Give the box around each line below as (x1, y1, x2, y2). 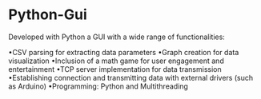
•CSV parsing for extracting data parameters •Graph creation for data (8, 47, 239, 57)
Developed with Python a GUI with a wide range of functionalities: (8, 32, 226, 42)
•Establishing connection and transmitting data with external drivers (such (8, 73, 254, 82)
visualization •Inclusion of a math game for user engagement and (8, 56, 224, 65)
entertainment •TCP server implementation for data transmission (8, 64, 222, 73)
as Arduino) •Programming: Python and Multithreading (8, 81, 188, 91)
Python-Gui (8, 6, 87, 24)
